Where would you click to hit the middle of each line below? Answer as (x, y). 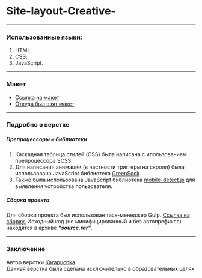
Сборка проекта (28, 200)
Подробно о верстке (38, 125)
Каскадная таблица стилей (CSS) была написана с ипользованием (101, 154)
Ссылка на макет (37, 97)
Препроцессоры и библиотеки (47, 139)
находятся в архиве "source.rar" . (50, 228)
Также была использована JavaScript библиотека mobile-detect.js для (105, 180)
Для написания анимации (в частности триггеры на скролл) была (99, 167)
